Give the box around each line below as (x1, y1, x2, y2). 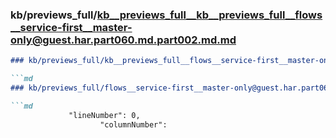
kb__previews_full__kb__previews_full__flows (96, 8, 323, 22)
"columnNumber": (99, 119, 168, 130)
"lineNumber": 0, (68, 110, 141, 120)
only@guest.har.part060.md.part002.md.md (10, 33, 237, 47)
